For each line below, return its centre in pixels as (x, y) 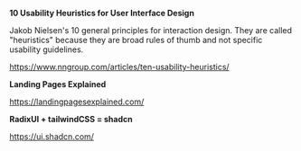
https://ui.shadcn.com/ (52, 137)
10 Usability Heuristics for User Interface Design (102, 13)
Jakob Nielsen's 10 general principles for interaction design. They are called (150, 30)
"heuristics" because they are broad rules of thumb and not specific (136, 40)
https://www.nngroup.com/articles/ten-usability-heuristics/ (119, 67)
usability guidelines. (47, 49)
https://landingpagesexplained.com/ (77, 102)
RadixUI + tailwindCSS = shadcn (71, 119)
